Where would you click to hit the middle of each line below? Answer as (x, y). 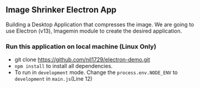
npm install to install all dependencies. (63, 66)
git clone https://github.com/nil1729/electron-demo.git (82, 60)
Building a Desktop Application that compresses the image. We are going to (100, 24)
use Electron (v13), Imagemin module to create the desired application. (94, 31)
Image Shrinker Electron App (61, 10)
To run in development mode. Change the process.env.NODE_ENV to (96, 72)
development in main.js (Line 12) (53, 79)
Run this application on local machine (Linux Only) (81, 46)
